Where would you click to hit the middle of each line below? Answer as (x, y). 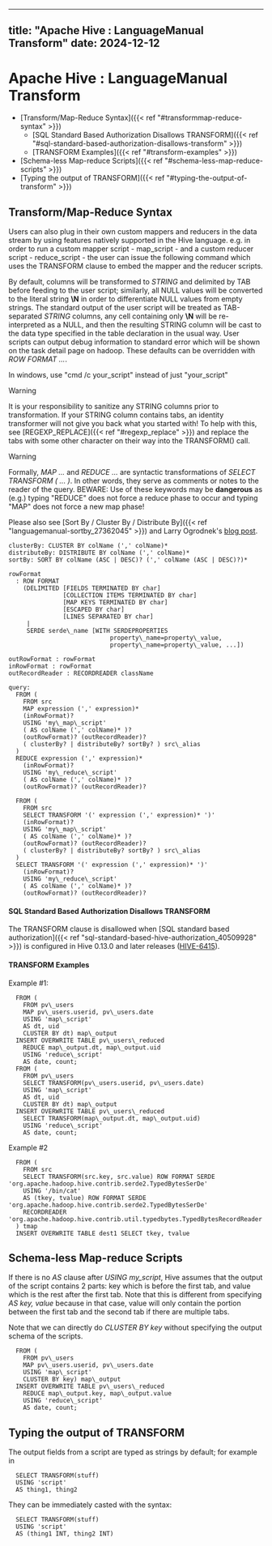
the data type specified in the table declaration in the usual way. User (124, 334)
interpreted (27, 325)
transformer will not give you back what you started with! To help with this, (133, 424)
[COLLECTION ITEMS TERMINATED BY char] (130, 596)
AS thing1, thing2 (47, 1490)
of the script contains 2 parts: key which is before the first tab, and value (130, 1286)
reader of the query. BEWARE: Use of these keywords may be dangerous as (136, 489)
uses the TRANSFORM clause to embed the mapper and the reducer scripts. (136, 266)
